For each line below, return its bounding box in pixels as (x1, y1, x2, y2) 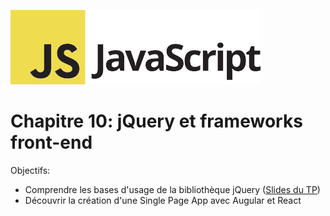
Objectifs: (10, 164, 51, 176)
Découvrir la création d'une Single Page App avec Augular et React (24, 194, 302, 206)
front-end (10, 131, 93, 154)
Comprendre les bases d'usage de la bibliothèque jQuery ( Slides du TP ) (24, 183, 321, 195)
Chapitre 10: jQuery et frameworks (10, 110, 303, 133)
